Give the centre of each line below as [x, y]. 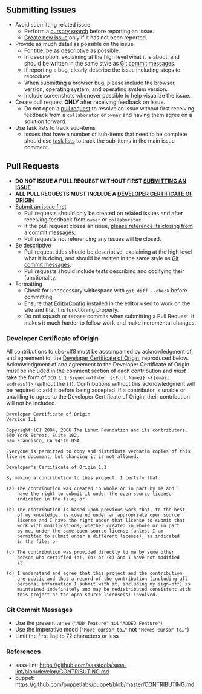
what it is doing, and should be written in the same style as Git [102, 258]
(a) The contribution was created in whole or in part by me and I [93, 488]
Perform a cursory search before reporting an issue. [89, 31]
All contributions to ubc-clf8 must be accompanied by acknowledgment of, [100, 351]
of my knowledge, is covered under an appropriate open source [99, 515]
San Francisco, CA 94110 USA [43, 440]
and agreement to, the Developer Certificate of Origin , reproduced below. [98, 358]
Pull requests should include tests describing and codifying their [104, 271]
